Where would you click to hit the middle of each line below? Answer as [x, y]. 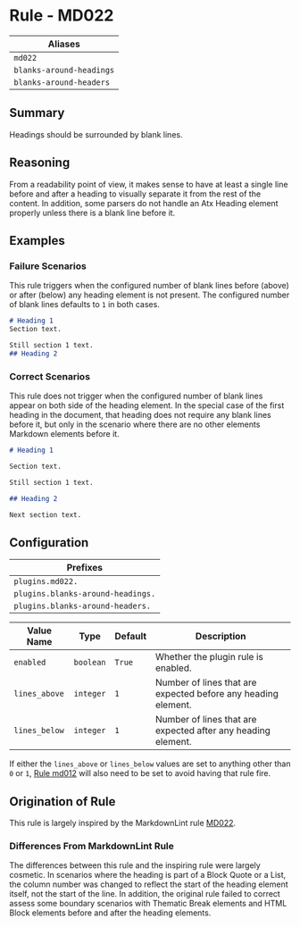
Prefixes [85, 568]
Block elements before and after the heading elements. [110, 913]
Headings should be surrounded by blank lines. [96, 134]
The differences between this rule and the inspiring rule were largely [135, 865]
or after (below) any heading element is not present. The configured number [150, 295]
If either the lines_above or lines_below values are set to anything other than [150, 764]
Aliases [64, 44]
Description [221, 637]
